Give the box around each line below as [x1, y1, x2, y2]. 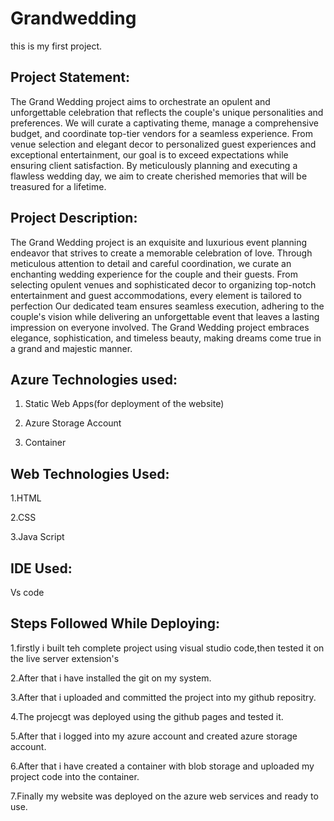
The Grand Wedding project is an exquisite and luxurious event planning [10, 236, 308, 248]
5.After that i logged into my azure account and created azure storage [10, 730, 298, 742]
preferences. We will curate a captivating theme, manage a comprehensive [10, 117, 320, 129]
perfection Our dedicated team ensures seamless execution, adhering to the [10, 300, 325, 312]
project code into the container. [10, 770, 140, 782]
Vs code [10, 587, 45, 598]
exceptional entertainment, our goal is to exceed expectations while [10, 148, 289, 161]
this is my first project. [10, 40, 103, 52]
